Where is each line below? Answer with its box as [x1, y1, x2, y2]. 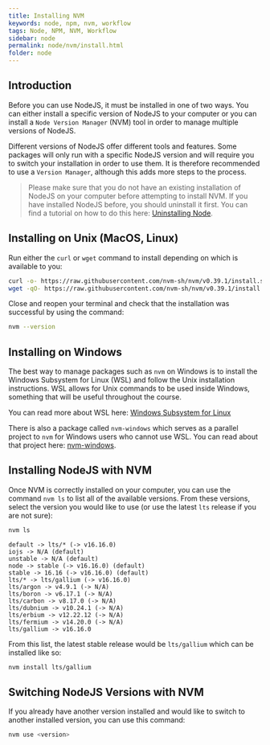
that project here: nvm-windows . [8, 440, 117, 450]
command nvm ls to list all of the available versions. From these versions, [8, 493, 251, 503]
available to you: [8, 261, 63, 271]
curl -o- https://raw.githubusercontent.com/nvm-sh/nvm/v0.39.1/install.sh [8, 276, 268, 285]
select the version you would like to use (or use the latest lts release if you [8, 501, 257, 511]
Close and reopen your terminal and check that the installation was [8, 299, 230, 309]
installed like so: [8, 648, 62, 657]
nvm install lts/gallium [8, 663, 92, 671]
